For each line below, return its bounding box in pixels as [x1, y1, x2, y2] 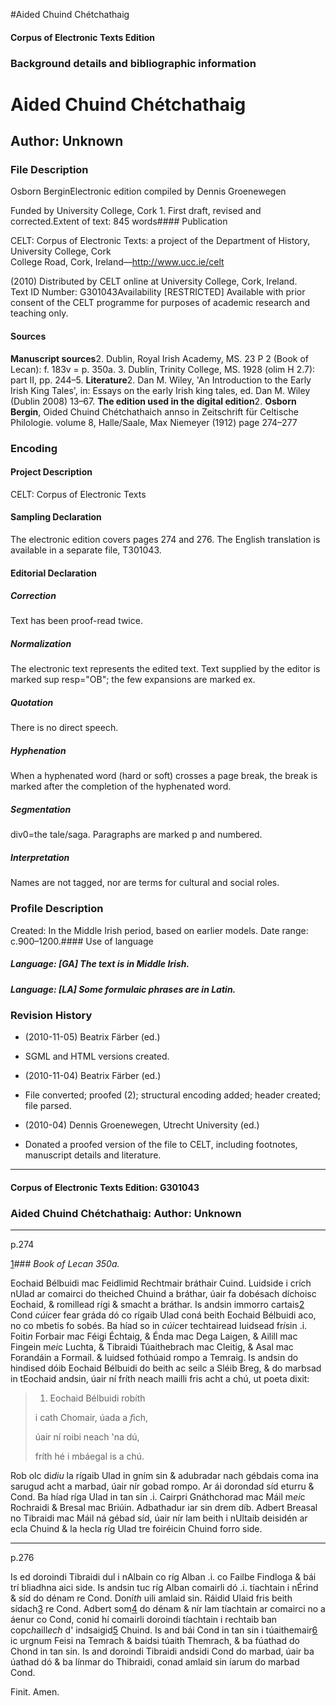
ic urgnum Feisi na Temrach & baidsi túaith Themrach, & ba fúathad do [10, 1635, 300, 1647]
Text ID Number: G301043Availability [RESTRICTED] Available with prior [10, 286, 306, 298]
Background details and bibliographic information [10, 56, 257, 70]
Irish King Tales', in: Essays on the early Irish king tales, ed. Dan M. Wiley [10, 384, 311, 396]
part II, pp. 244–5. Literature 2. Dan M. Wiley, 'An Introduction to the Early [10, 374, 312, 386]
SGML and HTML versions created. [24, 1050, 170, 1063]
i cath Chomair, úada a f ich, [34, 1412, 148, 1424]
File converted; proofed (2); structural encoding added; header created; [24, 1089, 322, 1101]
